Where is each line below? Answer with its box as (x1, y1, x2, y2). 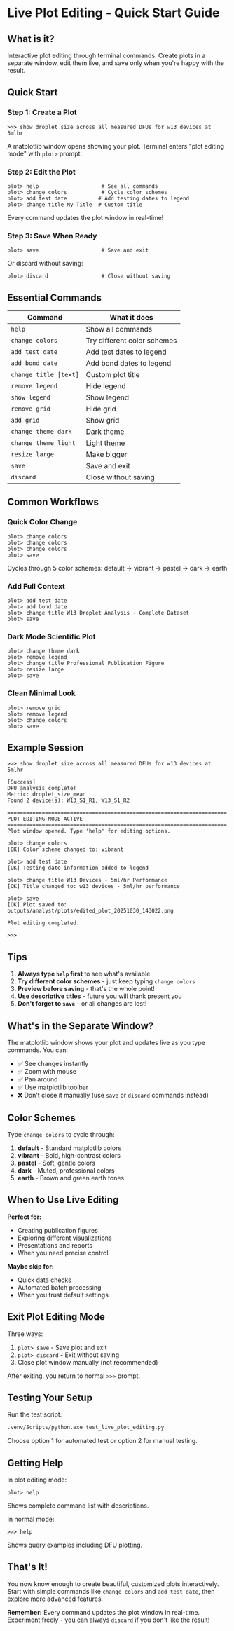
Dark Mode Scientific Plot (7, 632, 96, 641)
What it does (109, 313, 153, 322)
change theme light (11, 439, 76, 447)
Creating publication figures (17, 1226, 98, 1234)
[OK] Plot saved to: (7, 901, 68, 908)
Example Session (7, 742, 84, 754)
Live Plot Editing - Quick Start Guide (7, 5, 220, 21)
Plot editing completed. (7, 920, 80, 927)
